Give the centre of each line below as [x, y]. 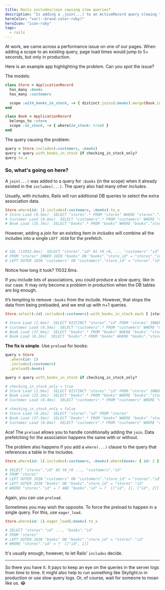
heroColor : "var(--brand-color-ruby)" [45, 19]
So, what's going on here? [37, 170]
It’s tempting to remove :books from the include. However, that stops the [78, 299]
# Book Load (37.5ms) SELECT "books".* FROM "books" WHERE [68, 418]
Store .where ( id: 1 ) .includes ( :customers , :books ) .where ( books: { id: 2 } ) [83, 461]
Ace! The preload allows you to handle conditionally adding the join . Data [80, 432]
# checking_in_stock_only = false [41, 409]
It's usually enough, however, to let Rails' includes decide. [64, 553]
